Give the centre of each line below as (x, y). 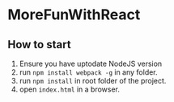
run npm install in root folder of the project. (93, 81)
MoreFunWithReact (74, 15)
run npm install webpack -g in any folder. (89, 72)
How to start (39, 45)
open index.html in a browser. (70, 89)
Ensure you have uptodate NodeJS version (91, 63)
